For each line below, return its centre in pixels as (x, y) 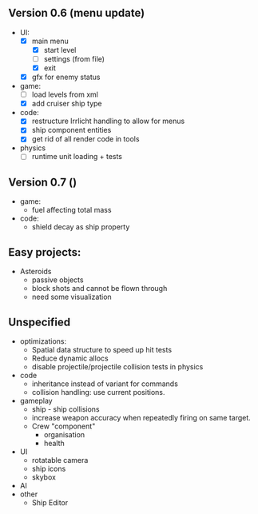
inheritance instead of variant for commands (105, 384)
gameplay (36, 400)
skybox (44, 477)
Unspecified (39, 322)
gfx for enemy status (66, 77)
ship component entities (71, 130)
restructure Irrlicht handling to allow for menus (108, 121)
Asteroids (36, 272)
